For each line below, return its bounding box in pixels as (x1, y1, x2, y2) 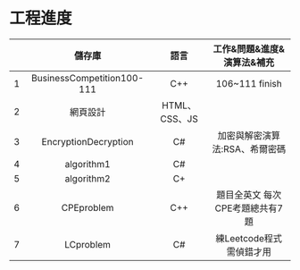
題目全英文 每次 (216, 189, 282, 201)
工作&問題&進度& (212, 42, 286, 55)
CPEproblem (61, 201, 114, 214)
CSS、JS (160, 113, 198, 125)
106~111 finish (215, 77, 283, 89)
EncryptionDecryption (41, 135, 134, 148)
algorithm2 (64, 172, 111, 184)
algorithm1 (64, 157, 111, 170)
